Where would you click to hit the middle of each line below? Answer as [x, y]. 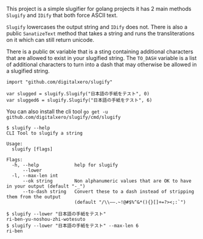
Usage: [15, 144]
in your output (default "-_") [46, 186]
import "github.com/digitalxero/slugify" [60, 82]
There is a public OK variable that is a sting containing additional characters [100, 52]
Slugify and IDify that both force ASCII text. [62, 15]
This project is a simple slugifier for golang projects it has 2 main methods [99, 9]
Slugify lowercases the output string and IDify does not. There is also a [97, 27]
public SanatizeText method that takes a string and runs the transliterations [100, 33]
